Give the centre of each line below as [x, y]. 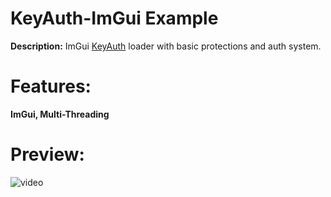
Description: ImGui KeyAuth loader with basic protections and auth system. [166, 46]
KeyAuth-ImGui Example [114, 18]
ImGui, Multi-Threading [60, 114]
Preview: [47, 154]
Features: [51, 86]
